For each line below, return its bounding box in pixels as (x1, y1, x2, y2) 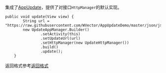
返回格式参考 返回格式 (5, 63, 48, 69)
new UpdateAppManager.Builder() (23, 27, 90, 32)
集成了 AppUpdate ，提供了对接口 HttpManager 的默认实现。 (5, 4, 122, 10)
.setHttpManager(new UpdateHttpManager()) (40, 40, 129, 45)
